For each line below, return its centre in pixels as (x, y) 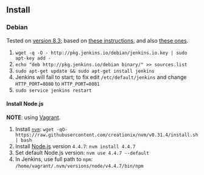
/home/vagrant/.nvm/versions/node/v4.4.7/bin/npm (79, 166)
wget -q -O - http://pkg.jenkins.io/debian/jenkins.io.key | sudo (101, 53)
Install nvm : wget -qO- (41, 129)
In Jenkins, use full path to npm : (54, 159)
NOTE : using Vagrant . (33, 117)
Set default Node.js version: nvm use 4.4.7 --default (82, 153)
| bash (23, 140)
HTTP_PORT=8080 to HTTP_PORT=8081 (57, 83)
